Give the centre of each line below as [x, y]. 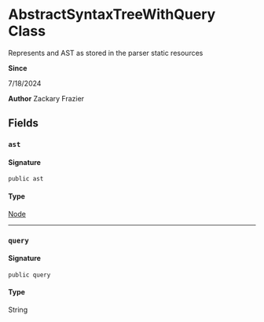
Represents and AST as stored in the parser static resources [106, 53]
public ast [26, 179]
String [18, 309]
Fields [24, 123]
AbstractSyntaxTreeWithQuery [112, 15]
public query [29, 275]
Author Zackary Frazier [46, 98]
